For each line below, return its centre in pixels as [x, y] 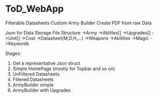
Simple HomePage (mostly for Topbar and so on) [64, 69]
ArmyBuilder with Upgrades [42, 90]
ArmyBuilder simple [33, 85]
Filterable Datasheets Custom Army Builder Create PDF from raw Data [78, 23]
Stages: [13, 53]
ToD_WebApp [35, 9]
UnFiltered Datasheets [36, 74]
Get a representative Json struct [46, 63]
